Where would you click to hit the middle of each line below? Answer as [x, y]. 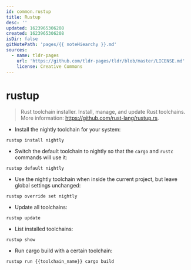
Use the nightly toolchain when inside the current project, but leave [96, 179]
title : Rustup [24, 17]
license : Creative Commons [50, 66]
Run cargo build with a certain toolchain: [63, 251]
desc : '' [17, 22]
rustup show [21, 240]
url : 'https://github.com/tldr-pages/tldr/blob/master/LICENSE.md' [101, 61]
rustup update [24, 218]
